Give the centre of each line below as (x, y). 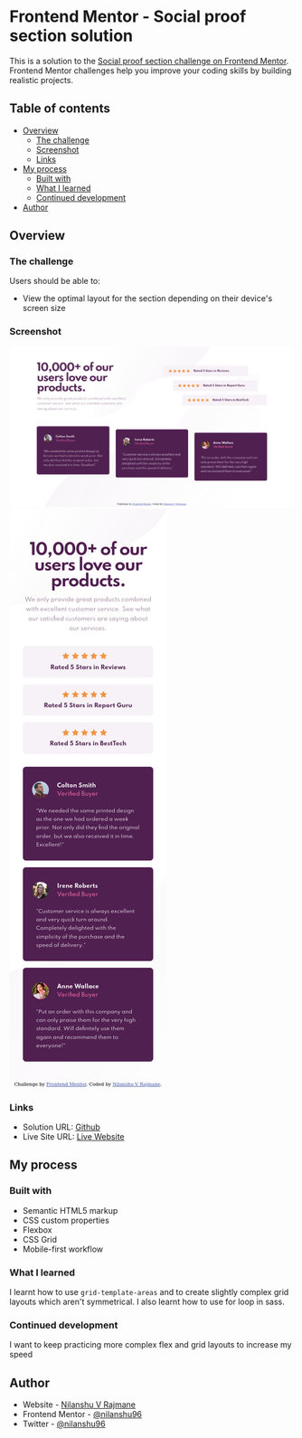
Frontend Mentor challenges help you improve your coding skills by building (151, 71)
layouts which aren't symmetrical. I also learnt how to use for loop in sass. (147, 1301)
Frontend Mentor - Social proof (128, 17)
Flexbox (37, 1230)
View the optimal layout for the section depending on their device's (147, 298)
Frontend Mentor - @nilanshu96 (82, 1414)
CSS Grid (39, 1239)
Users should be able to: (55, 281)
